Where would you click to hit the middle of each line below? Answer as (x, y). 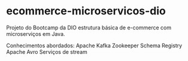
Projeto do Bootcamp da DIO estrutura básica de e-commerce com (89, 28)
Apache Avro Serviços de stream (47, 51)
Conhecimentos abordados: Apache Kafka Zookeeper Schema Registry (94, 45)
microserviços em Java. (36, 33)
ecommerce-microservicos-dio (86, 11)
